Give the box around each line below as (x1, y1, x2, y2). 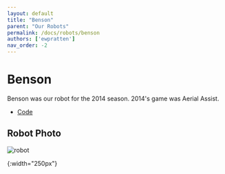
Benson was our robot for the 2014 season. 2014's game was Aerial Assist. (7, 94, 219, 102)
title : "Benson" (7, 17, 54, 23)
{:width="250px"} (7, 159, 58, 167)
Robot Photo (7, 128, 62, 140)
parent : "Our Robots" (7, 23, 69, 30)
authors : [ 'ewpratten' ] (7, 36, 76, 43)
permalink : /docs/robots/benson (7, 29, 100, 36)
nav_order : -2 (7, 42, 48, 49)
